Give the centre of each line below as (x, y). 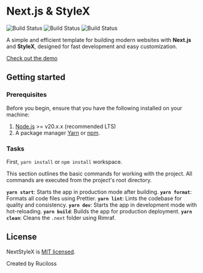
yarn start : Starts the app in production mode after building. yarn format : (99, 192)
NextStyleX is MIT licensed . (41, 252)
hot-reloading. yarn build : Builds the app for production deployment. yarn (99, 211)
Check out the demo (32, 58)
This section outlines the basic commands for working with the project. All (99, 173)
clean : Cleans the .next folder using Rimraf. (61, 218)
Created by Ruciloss (31, 263)
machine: (18, 115)
